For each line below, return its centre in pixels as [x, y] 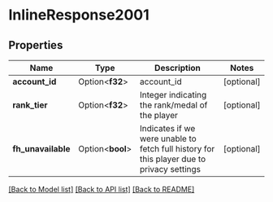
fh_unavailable [41, 149]
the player [159, 115]
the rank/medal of [173, 105]
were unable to [168, 138]
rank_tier [30, 105]
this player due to [173, 159]
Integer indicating [173, 95]
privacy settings [170, 169]
